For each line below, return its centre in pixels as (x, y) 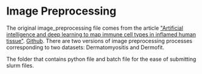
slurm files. (20, 66)
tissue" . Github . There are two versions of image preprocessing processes (99, 41)
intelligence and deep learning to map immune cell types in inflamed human (101, 34)
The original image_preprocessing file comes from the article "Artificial (95, 28)
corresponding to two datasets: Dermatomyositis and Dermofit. (85, 47)
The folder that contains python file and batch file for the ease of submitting (101, 59)
